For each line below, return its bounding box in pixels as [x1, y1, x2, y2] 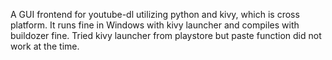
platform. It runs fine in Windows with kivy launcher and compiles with [10, 19, 300, 31]
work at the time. [10, 40, 80, 52]
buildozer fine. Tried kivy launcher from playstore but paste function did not [10, 30, 322, 41]
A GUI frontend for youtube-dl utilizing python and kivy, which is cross [10, 9, 300, 20]
